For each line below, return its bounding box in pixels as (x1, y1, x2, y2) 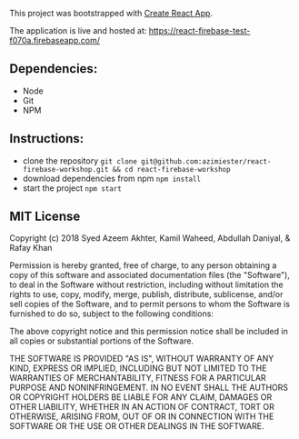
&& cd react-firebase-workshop (112, 165, 231, 174)
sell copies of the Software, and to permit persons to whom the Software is (9, 299, 291, 310)
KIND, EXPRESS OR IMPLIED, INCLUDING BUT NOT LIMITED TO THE (9, 363, 267, 374)
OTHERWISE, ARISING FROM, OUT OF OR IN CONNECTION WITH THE (9, 411, 274, 422)
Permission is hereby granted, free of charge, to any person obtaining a (9, 260, 277, 271)
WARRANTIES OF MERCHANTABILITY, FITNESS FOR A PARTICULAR (9, 373, 266, 384)
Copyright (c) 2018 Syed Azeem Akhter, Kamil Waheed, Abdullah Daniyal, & (9, 233, 291, 244)
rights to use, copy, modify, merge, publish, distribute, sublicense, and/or (9, 289, 284, 300)
